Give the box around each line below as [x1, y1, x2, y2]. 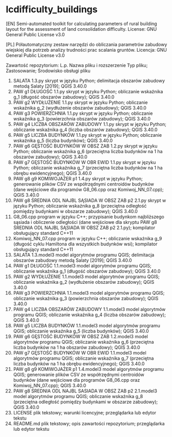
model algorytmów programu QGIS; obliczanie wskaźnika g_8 [13, 393, 143, 399]
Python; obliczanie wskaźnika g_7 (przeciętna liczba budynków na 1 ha [13, 164, 163, 171]
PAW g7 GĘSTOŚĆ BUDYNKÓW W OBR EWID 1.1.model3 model [13, 349, 146, 356]
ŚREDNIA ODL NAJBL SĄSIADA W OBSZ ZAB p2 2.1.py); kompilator [13, 224, 156, 231]
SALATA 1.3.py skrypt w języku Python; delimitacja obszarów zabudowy [13, 77, 165, 84]
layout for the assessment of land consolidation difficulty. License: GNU [6, 26, 157, 32]
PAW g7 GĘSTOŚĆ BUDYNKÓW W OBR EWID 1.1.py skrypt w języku [13, 159, 156, 165]
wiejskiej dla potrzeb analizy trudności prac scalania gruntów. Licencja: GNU [6, 47, 167, 53]
